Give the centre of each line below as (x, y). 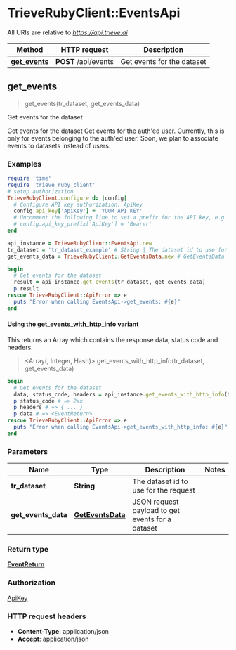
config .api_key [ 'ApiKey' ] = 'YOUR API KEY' (78, 211)
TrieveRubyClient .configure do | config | (67, 198)
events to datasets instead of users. (59, 145)
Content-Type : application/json (63, 631)
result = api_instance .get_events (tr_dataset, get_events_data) (110, 282)
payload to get (156, 511)
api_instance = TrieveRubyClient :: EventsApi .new (80, 243)
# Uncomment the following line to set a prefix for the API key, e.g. (121, 218)
